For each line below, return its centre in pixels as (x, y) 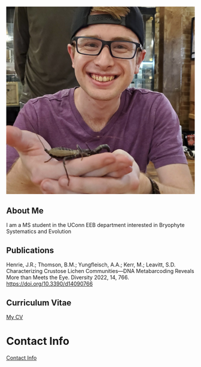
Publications (30, 250)
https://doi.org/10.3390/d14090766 (50, 284)
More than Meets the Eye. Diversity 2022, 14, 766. (68, 277)
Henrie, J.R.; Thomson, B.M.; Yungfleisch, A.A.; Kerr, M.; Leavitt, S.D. (91, 265)
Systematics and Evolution (39, 232)
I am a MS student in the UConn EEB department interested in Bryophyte (96, 225)
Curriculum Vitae (39, 303)
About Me (25, 210)
